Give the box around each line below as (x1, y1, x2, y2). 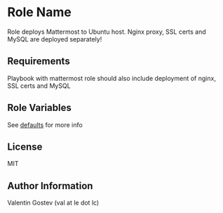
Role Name (7, 4, 72, 20)
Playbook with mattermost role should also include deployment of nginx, (7, 74, 216, 82)
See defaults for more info (7, 120, 83, 129)
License (7, 141, 43, 153)
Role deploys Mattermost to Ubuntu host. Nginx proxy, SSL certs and (7, 27, 207, 36)
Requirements (7, 56, 70, 67)
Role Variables (7, 102, 72, 114)
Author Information (7, 180, 93, 192)
